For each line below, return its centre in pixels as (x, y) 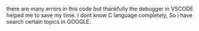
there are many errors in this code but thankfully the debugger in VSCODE (100, 9)
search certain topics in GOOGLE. (49, 22)
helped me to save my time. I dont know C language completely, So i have (99, 15)
